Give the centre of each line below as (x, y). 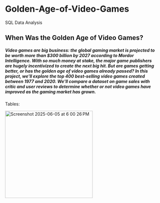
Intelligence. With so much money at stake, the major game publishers (79, 61)
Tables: (12, 104)
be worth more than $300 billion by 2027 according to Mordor (69, 55)
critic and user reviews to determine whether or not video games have (78, 86)
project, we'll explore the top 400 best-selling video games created (75, 76)
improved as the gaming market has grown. (51, 92)
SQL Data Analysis (24, 22)
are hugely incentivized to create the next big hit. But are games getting (80, 66)
